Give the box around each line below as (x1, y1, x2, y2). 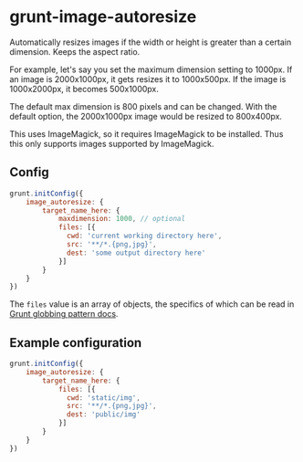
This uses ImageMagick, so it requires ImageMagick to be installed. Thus (9, 128, 284, 139)
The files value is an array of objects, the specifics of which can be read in (9, 299, 295, 310)
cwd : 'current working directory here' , (67, 231, 223, 241)
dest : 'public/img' (67, 410, 141, 419)
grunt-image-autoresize (9, 6, 197, 27)
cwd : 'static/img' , (67, 393, 141, 403)
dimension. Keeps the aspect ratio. (9, 46, 141, 57)
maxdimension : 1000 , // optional (57, 215, 185, 224)
